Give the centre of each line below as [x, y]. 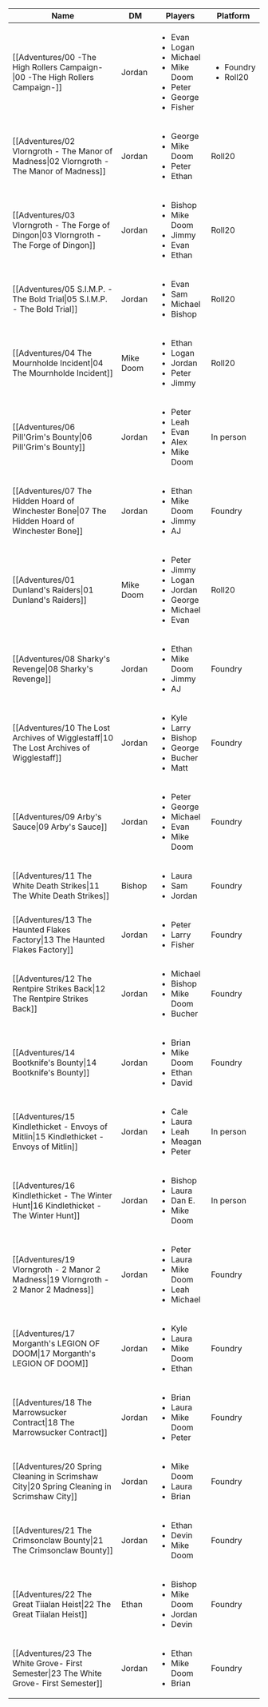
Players [180, 16]
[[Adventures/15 [44, 1117]
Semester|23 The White [57, 1673]
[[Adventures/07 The [52, 491]
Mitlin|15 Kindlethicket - [58, 1137]
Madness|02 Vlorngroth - [61, 161]
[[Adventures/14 [44, 1053]
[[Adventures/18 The [52, 1402]
